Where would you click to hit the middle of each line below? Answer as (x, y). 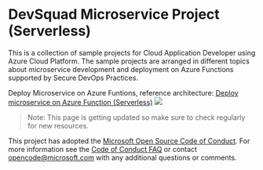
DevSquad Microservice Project (114, 14)
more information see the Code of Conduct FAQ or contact (103, 149)
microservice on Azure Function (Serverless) (80, 102)
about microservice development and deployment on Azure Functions (121, 69)
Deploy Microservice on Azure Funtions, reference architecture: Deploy (123, 92)
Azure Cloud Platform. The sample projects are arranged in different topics (129, 61)
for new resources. (58, 125)
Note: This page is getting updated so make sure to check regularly (136, 117)
